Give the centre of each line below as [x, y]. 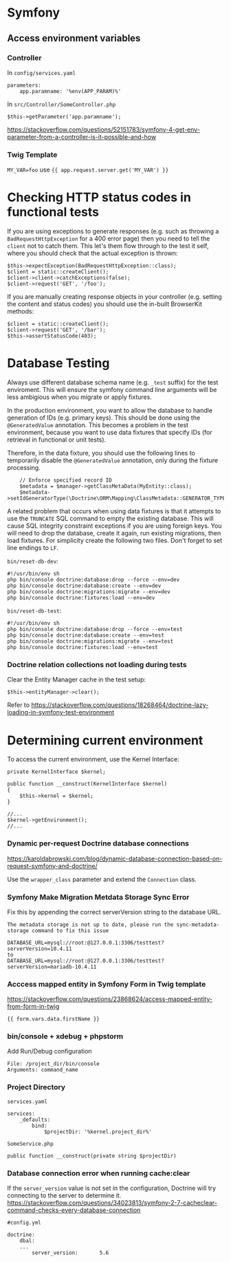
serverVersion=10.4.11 [40, 949]
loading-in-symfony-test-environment [61, 712]
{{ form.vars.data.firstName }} [53, 1019]
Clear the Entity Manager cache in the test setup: [77, 679]
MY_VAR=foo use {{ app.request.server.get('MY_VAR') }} [88, 170]
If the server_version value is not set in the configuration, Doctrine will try [112, 1188]
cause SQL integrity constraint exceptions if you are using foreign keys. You [114, 526]
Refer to [18, 705]
